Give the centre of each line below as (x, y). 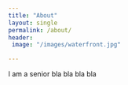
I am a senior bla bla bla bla (52, 74)
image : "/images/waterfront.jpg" (66, 45)
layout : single (33, 23)
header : (21, 37)
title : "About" (33, 15)
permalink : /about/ (40, 30)
